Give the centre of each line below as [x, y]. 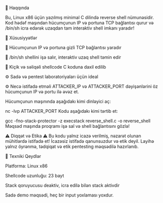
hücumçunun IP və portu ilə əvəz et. [42, 92]
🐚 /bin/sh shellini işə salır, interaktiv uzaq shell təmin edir [63, 57]
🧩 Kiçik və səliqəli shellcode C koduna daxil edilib [56, 67]
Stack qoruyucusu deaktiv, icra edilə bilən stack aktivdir [62, 185]
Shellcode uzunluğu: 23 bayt [35, 176]
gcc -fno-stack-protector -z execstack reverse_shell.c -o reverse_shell [78, 121]
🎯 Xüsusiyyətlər [21, 38]
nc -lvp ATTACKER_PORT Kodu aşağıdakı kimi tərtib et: [62, 111]
